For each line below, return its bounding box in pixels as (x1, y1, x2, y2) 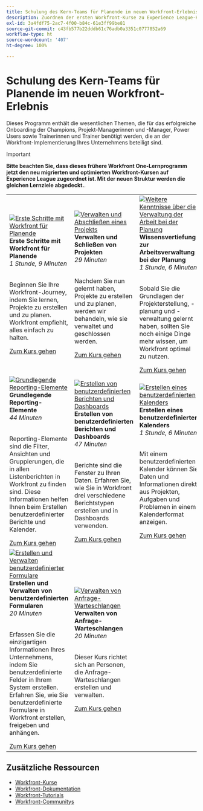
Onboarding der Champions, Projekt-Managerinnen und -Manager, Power (6, 126, 190, 133)
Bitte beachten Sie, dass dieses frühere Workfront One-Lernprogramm (6, 162, 187, 169)
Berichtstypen (74, 499, 115, 507)
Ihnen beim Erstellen (9, 502, 68, 511)
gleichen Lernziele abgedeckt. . (6, 181, 86, 189)
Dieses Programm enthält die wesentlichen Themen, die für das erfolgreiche (6, 119, 196, 127)
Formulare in (9, 705, 45, 714)
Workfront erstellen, (9, 713, 66, 722)
